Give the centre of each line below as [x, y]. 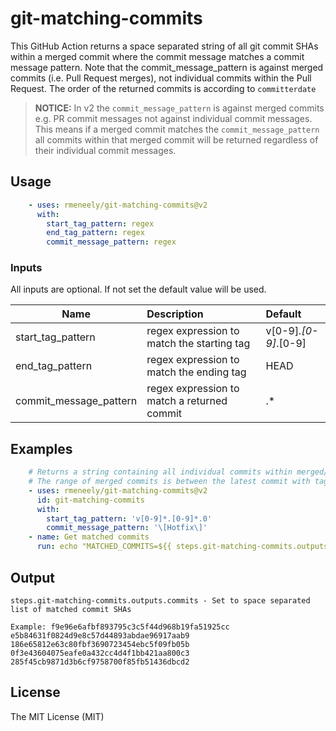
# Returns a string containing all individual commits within [160, 472]
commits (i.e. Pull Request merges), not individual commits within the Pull [161, 78]
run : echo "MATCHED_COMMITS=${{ [104, 547]
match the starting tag [198, 344]
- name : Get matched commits [89, 537]
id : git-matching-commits [90, 500]
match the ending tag [196, 372]
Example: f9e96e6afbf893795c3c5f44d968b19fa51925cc [120, 627]
